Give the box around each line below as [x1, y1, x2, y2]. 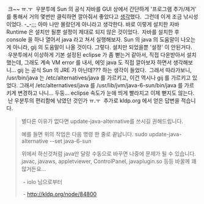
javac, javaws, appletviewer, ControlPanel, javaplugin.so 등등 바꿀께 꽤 [21, 158, 197, 165]
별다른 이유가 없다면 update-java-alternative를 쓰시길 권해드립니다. [21, 118, 184, 125]
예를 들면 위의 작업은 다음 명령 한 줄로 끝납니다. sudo [21, 131, 148, 137]
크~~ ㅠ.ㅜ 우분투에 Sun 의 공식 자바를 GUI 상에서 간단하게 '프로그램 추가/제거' [7, 5, 197, 12]
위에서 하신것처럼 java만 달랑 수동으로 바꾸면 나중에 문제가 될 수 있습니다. [21, 150, 197, 157]
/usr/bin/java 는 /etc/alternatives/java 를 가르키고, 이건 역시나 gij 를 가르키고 [6, 74, 191, 81]
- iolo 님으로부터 [23, 178, 63, 185]
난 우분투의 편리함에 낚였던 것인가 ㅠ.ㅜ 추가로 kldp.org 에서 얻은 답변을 [7, 97, 180, 104]
